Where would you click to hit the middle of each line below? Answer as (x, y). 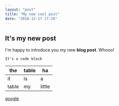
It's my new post (31, 38)
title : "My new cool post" (32, 14)
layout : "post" (20, 9)
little (45, 87)
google (12, 99)
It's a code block (24, 59)
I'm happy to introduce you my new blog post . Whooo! (60, 50)
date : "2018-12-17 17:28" (31, 18)
